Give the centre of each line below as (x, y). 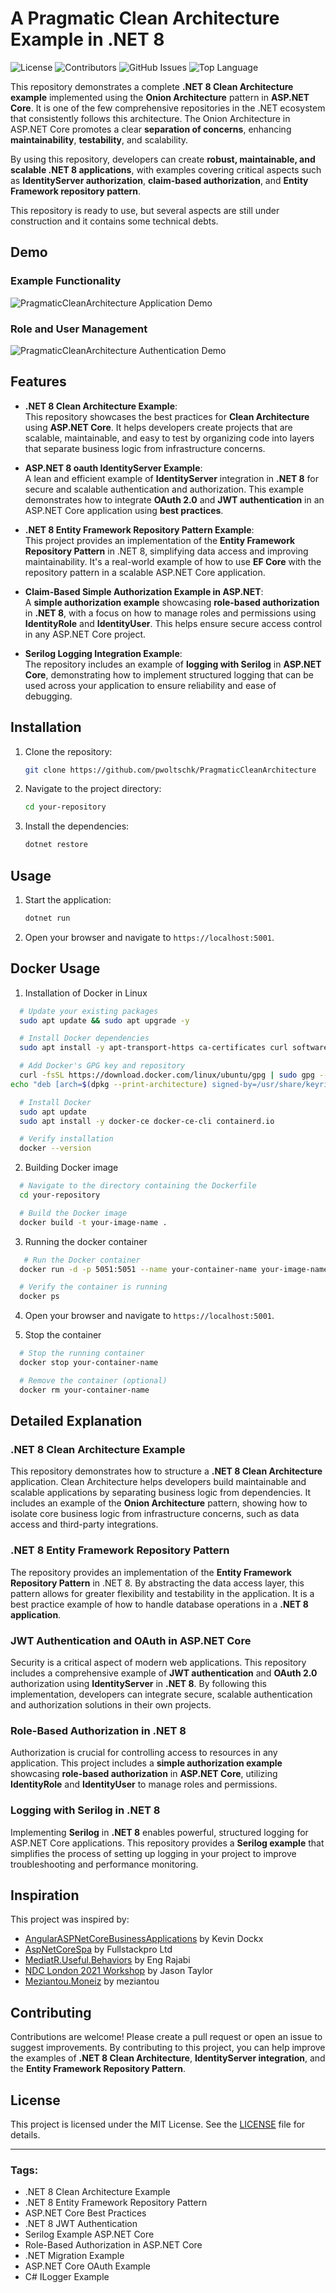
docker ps (39, 1297)
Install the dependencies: (77, 826)
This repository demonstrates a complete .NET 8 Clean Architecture (152, 86)
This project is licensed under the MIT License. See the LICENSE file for (158, 2124)
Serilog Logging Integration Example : (103, 653)
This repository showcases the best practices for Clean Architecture (167, 416)
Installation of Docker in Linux (86, 993)
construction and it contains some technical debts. (114, 221)
